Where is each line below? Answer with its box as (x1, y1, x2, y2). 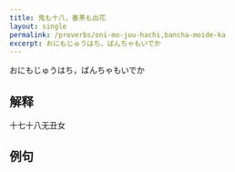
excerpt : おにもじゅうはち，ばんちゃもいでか (9, 38, 162, 48)
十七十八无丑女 (9, 120, 66, 131)
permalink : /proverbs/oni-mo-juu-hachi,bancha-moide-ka (9, 30, 226, 39)
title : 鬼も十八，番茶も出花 (9, 13, 107, 23)
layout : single (9, 22, 67, 31)
